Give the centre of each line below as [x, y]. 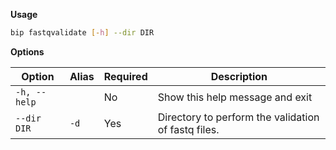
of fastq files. [188, 129]
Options [27, 51]
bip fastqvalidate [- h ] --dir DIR [82, 33]
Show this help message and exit [235, 97]
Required [125, 76]
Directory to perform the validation [238, 117]
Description [239, 76]
